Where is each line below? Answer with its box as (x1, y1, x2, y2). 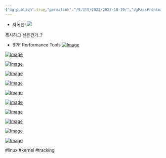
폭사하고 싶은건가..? (5, 32, 43, 38)
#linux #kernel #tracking (5, 147, 55, 153)
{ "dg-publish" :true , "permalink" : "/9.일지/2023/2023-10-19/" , (5, 7, 132, 12)
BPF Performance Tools (12, 41, 61, 47)
